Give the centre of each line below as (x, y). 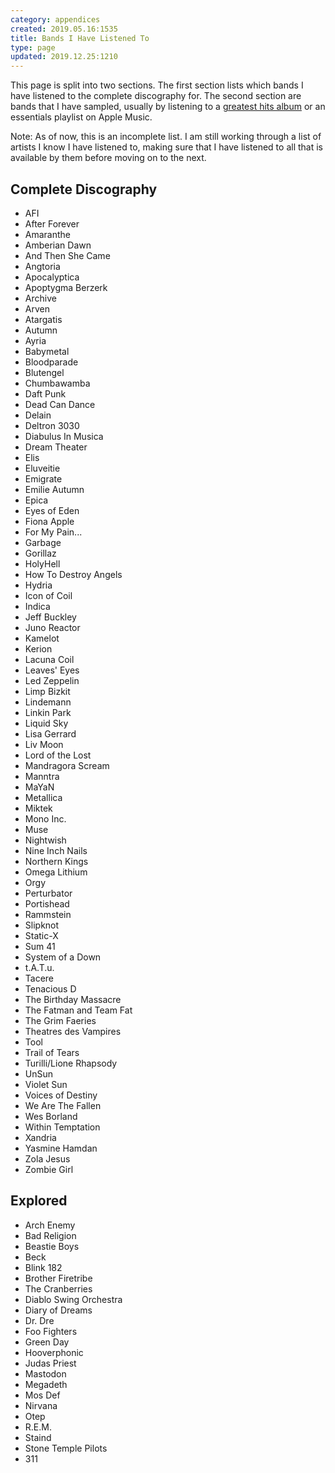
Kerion (38, 648)
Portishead (47, 903)
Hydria (38, 585)
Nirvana (41, 1405)
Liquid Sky (46, 723)
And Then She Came (67, 255)
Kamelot (42, 638)
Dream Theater (56, 447)
